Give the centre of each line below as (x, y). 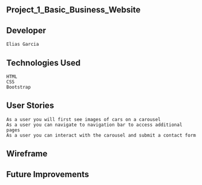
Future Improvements (48, 174)
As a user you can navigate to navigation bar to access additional (94, 125)
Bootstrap (19, 87)
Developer (26, 30)
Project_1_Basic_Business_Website (73, 10)
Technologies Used (43, 63)
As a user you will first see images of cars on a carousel (84, 119)
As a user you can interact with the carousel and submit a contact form (101, 135)
